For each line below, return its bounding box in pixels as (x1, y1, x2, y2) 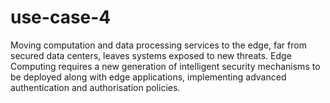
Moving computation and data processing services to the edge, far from (10, 39, 307, 51)
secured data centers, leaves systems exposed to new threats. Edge (10, 49, 292, 61)
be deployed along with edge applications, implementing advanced (10, 71, 287, 83)
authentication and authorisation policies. (10, 81, 181, 93)
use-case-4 (10, 6, 112, 29)
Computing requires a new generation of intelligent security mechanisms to (10, 60, 321, 72)
